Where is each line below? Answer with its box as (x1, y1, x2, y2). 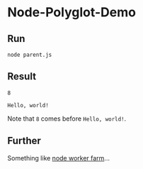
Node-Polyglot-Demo (7, 4, 137, 21)
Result (7, 70, 37, 82)
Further (7, 135, 41, 147)
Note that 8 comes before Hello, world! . (7, 114, 127, 123)
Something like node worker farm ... (7, 153, 110, 162)
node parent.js (7, 51, 52, 58)
